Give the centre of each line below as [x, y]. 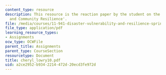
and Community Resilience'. [39, 19]
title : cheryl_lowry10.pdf [33, 60]
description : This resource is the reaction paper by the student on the [83, 14]
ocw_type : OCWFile [24, 42]
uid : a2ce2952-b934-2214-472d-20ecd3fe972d [51, 65]
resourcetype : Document [30, 56]
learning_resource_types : [32, 33]
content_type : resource [30, 10]
